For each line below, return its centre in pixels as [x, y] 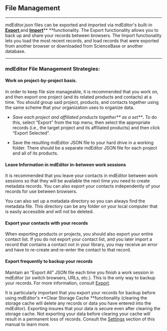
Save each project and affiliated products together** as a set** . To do [85, 117]
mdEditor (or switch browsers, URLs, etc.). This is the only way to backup [80, 277]
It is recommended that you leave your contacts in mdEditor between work [82, 175]
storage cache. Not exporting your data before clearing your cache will [78, 314]
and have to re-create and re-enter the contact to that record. [68, 250]
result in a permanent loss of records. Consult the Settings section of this [80, 319]
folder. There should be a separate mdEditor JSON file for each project [85, 148]
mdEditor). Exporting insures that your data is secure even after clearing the [83, 308]
